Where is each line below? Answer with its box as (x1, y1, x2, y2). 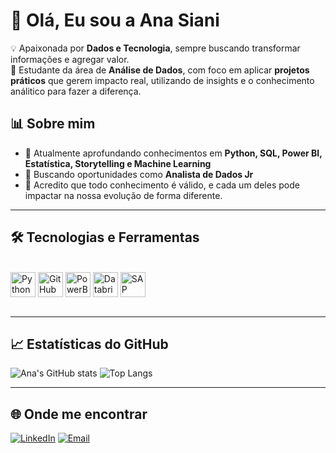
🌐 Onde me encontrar (10, 405, 148, 423)
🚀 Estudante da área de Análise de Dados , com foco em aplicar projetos (10, 64, 310, 76)
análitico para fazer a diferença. (10, 85, 142, 97)
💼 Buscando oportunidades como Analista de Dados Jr (24, 168, 254, 180)
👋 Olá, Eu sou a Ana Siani (10, 9, 220, 32)
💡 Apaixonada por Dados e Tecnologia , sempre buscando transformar (10, 42, 301, 54)
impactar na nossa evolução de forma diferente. (24, 189, 223, 201)
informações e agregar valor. (10, 53, 130, 65)
